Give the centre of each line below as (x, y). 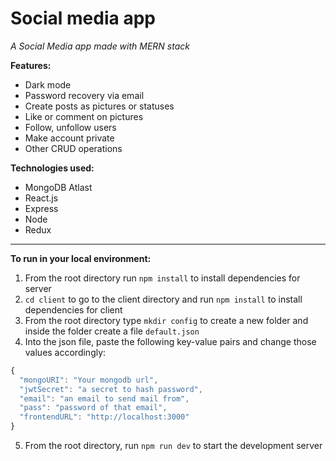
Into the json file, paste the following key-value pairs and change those (170, 341)
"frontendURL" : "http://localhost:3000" (104, 417)
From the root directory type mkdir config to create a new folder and (166, 320)
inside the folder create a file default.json (112, 331)
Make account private (69, 138)
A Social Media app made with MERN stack (100, 46)
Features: (31, 65)
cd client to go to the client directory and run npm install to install (163, 299)
